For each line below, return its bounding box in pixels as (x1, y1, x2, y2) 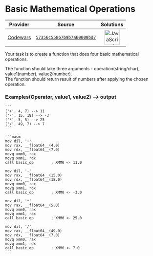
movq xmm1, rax (5, 212, 36, 216)
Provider (9, 21, 30, 28)
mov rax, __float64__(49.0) (5, 229, 63, 234)
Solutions (101, 21, 124, 28)
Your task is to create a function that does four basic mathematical (5, 51, 139, 57)
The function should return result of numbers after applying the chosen (5, 76, 149, 82)
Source (57, 21, 75, 28)
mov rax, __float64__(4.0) (5, 143, 60, 148)
